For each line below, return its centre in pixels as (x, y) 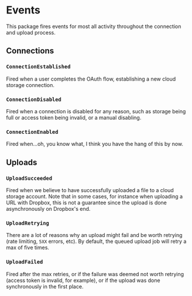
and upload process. (31, 32)
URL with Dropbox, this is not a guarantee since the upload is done (86, 203)
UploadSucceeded (29, 178)
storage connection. (30, 85)
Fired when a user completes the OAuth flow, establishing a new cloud (91, 79)
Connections (30, 51)
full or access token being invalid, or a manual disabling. (74, 117)
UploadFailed (25, 262)
